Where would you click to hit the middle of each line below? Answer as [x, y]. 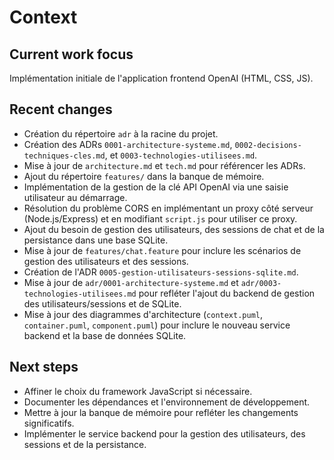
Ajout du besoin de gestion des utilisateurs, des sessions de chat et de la [174, 229]
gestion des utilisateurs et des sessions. [106, 261]
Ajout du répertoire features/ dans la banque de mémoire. [144, 176]
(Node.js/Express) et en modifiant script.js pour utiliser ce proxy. [160, 218]
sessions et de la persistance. [85, 444]
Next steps [44, 367]
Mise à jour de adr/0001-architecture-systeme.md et [131, 282]
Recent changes [61, 109]
